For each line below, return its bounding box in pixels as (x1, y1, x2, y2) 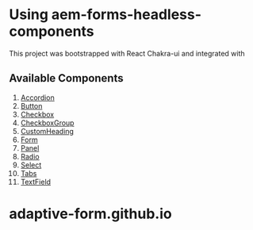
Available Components (9, 71, 124, 85)
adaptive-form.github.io (9, 205, 173, 223)
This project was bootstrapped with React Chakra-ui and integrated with (9, 48, 245, 58)
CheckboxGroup (20, 117, 75, 128)
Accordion (20, 93, 55, 102)
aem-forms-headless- (51, 6, 201, 24)
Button (20, 101, 43, 110)
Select (20, 160, 42, 170)
